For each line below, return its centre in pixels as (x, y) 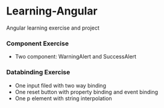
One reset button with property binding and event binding (87, 92)
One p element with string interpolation (64, 98)
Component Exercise (38, 43)
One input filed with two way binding (61, 85)
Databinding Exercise (38, 72)
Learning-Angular (52, 11)
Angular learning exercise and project (53, 28)
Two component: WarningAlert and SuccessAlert (76, 57)
